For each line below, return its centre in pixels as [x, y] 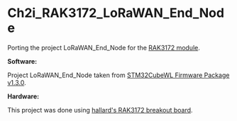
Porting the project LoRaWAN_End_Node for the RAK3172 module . [104, 47]
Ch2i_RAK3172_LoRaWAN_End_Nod [116, 13]
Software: [22, 61]
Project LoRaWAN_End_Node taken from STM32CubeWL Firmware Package [118, 75]
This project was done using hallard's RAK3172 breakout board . [100, 110]
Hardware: [23, 96]
